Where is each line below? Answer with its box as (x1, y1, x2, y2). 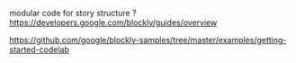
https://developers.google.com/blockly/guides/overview (9, 17, 218, 28)
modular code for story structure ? (9, 8, 137, 18)
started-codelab (9, 44, 69, 55)
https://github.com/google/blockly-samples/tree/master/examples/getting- (9, 35, 287, 45)
